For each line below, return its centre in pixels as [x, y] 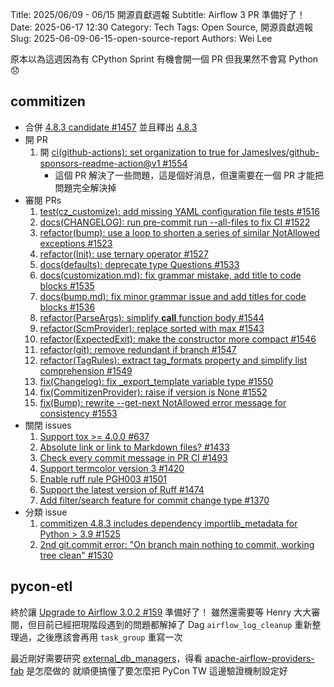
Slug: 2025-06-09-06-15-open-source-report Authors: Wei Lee [141, 38]
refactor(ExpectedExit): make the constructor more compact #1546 [178, 339]
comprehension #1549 [86, 370]
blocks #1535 [67, 285]
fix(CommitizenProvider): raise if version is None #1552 [153, 392]
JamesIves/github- [280, 152]
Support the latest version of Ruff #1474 [122, 489]
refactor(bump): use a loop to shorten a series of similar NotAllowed [179, 232]
